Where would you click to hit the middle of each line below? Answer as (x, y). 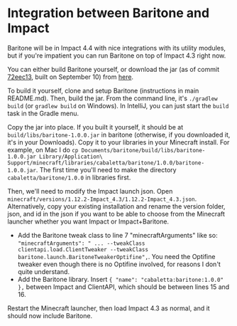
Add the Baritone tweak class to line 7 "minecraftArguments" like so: (117, 235)
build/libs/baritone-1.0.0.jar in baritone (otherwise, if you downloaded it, (119, 135)
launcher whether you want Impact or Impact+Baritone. (88, 221)
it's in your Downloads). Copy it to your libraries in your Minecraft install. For (118, 142)
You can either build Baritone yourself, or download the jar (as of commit (114, 69)
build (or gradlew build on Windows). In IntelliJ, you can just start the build (118, 105)
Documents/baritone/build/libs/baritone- (143, 150)
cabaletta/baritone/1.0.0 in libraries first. (69, 177)
